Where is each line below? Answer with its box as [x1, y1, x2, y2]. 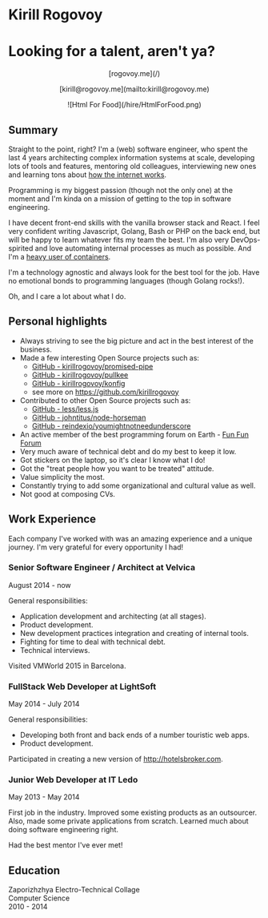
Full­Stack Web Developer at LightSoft [8, 681, 157, 692]
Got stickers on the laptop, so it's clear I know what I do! [19, 455, 206, 465]
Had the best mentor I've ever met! [8, 840, 123, 850]
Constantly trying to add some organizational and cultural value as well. [19, 481, 256, 490]
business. [19, 344, 52, 354]
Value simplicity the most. [19, 472, 106, 481]
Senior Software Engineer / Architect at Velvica [8, 562, 196, 574]
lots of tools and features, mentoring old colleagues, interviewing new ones [8, 161, 257, 171]
